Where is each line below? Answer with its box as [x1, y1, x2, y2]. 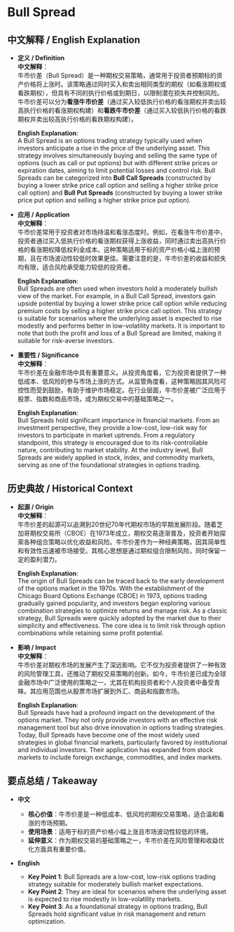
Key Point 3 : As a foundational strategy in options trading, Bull [27, 902, 208, 910]
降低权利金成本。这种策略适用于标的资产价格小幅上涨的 [54, 246, 214, 253]
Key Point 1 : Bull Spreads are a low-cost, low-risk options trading [27, 872, 216, 881]
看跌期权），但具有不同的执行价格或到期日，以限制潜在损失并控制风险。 [17, 89, 223, 97]
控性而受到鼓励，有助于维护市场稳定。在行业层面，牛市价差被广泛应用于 [17, 386, 226, 394]
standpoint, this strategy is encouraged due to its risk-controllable [17, 438, 208, 447]
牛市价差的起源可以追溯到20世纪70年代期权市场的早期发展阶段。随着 [17, 520, 217, 529]
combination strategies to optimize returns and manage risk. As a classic [17, 606, 228, 615]
